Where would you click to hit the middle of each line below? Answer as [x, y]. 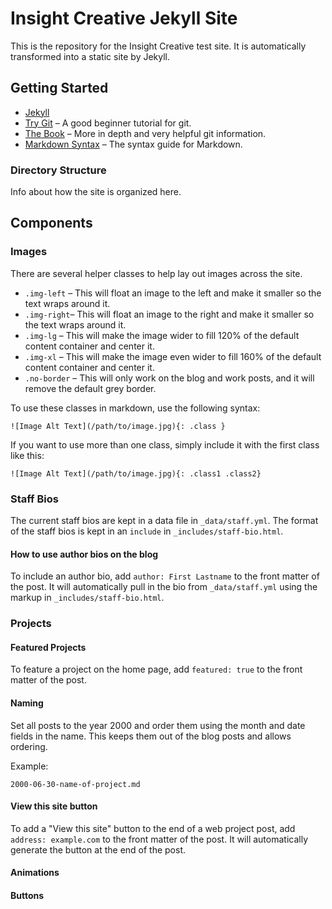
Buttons [27, 895]
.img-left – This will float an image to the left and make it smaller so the [173, 293]
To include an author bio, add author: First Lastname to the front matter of [165, 576]
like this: [27, 455]
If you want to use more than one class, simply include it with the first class [165, 444]
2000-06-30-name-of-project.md [75, 784]
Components [51, 223]
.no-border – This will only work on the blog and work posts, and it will [169, 378]
